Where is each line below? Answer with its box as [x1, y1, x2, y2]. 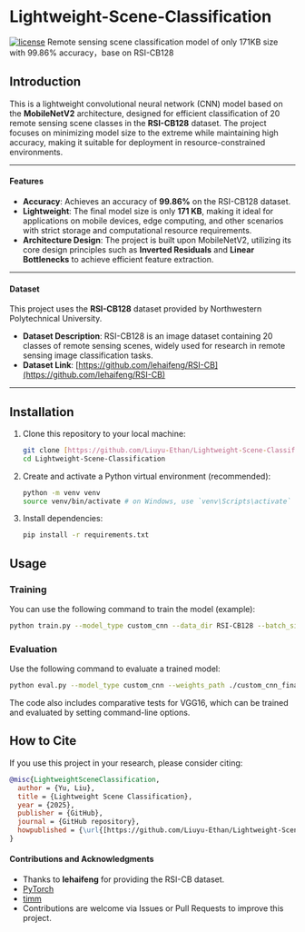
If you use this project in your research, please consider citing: [9, 757, 243, 768]
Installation [9, 404, 74, 420]
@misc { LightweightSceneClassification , [9, 775, 161, 784]
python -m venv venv [22, 488, 101, 497]
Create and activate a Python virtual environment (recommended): [22, 471, 271, 481]
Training [9, 583, 47, 596]
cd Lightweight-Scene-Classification [22, 454, 166, 463]
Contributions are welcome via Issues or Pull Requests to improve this [22, 903, 284, 914]
